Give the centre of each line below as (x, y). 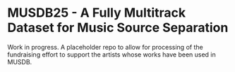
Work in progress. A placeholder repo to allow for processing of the (105, 47)
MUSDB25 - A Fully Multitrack (97, 13)
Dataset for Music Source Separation (118, 28)
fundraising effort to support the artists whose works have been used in (112, 55)
